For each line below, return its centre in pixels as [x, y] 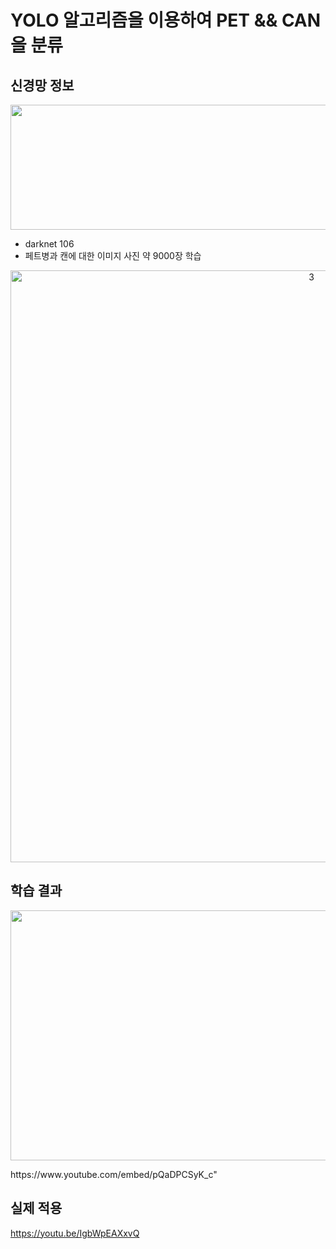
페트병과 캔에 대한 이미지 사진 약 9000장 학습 [113, 255]
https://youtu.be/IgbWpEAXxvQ [75, 1233]
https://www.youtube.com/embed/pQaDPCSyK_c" [114, 1174]
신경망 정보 [42, 85]
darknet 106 [49, 244]
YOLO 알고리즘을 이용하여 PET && [144, 20]
